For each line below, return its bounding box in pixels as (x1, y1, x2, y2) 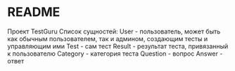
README (7, 4, 61, 20)
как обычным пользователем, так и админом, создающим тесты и (7, 34, 208, 42)
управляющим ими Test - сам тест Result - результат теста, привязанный (7, 42, 229, 50)
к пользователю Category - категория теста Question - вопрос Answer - (7, 49, 223, 58)
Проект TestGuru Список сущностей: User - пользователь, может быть (7, 27, 221, 35)
